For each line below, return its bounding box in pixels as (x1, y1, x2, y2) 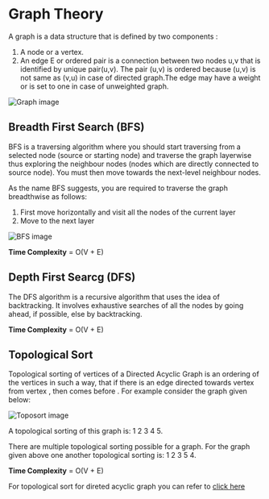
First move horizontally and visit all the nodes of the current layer (19, 207, 236, 217)
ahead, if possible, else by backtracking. (8, 309, 143, 318)
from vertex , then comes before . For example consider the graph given (8, 386, 248, 396)
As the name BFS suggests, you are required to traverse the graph (8, 183, 228, 193)
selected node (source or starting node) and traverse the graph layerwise (8, 150, 252, 160)
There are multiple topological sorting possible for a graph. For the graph (8, 442, 250, 451)
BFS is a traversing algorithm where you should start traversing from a (8, 142, 242, 152)
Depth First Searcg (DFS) (8, 271, 136, 285)
